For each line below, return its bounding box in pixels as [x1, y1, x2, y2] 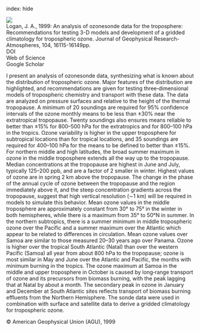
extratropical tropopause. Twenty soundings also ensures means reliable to [6, 116, 192, 123]
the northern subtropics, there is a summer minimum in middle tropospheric [6, 218, 192, 225]
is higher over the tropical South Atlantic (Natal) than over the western [6, 243, 179, 250]
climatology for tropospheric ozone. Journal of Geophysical [6, 35, 153, 42]
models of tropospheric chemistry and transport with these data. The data [6, 91, 189, 98]
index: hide [6, 5, 34, 12]
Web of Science [6, 54, 46, 61]
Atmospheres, [6, 42, 41, 48]
